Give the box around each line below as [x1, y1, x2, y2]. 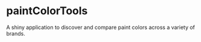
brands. [6, 30, 25, 37]
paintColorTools [6, 4, 88, 18]
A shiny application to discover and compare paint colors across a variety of [6, 24, 196, 31]
